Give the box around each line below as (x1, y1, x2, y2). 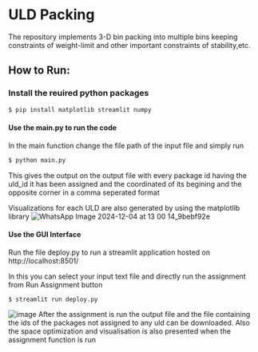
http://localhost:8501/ (8, 255, 79, 265)
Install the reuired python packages (8, 88, 149, 99)
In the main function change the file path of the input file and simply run (8, 140, 244, 150)
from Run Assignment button (8, 279, 103, 289)
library (8, 212, 30, 221)
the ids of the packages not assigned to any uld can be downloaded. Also (8, 318, 250, 327)
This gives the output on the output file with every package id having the (8, 170, 248, 180)
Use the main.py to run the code (8, 123, 117, 132)
